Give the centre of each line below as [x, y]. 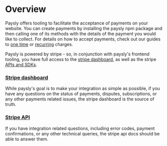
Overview [26, 9]
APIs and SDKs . [21, 64]
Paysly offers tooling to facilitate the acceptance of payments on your [77, 23]
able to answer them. [27, 139]
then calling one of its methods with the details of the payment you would [81, 33]
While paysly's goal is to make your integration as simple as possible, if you [83, 88]
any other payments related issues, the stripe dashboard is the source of [80, 99]
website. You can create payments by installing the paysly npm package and [84, 28]
